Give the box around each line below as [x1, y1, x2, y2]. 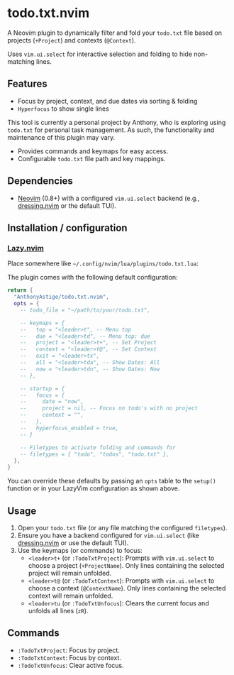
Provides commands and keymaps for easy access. [17, 147, 169, 155]
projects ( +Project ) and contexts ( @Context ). [7, 35, 136, 44]
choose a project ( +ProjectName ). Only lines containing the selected [28, 561, 225, 569]
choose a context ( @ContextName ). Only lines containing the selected [28, 583, 226, 592]
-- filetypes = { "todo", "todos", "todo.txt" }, [20, 451, 170, 458]
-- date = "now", [20, 398, 84, 405]
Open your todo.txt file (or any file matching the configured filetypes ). [17, 523, 228, 532]
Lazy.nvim [7, 243, 44, 253]
